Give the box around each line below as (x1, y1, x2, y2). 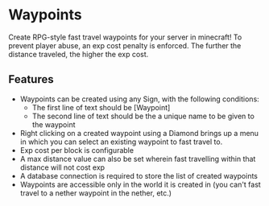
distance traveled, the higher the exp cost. (8, 49, 149, 59)
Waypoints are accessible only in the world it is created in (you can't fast (19, 179, 262, 189)
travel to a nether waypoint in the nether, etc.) (19, 187, 172, 198)
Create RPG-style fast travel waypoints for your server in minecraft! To (8, 32, 242, 42)
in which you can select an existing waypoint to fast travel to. (19, 137, 223, 146)
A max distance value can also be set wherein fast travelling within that (19, 154, 256, 163)
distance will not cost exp (19, 163, 106, 172)
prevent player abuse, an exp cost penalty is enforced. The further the (8, 40, 242, 50)
